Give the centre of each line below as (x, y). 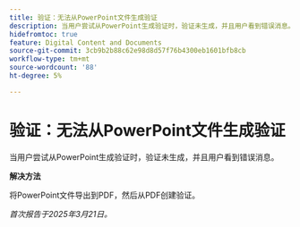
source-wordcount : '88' (54, 68)
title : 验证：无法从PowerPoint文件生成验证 (84, 17)
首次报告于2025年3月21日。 (61, 214)
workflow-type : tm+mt (50, 59)
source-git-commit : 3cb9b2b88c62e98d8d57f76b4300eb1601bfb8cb (128, 51)
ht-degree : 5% (36, 76)
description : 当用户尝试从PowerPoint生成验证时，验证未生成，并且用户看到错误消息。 (152, 26)
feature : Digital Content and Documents (86, 42)
